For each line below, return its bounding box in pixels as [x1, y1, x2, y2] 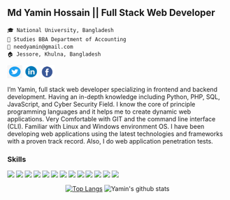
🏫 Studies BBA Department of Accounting [7, 36, 127, 43]
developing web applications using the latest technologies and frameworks [7, 130, 224, 138]
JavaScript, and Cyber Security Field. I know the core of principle [7, 100, 196, 108]
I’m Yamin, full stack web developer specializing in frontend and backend [7, 85, 218, 93]
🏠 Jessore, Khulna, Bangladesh [7, 50, 101, 58]
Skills [7, 154, 27, 164]
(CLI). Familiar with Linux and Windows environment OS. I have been [7, 122, 205, 130]
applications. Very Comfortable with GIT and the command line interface [7, 114, 216, 123]
